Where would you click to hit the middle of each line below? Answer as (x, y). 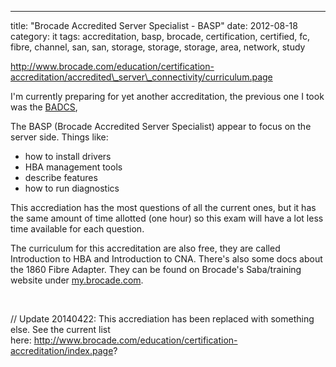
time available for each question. (77, 229)
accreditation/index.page (62, 350)
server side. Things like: (59, 137)
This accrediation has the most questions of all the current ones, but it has (163, 207)
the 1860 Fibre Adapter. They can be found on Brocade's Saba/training (156, 269)
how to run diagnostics (72, 188)
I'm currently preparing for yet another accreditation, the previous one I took (167, 96)
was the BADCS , (44, 107)
